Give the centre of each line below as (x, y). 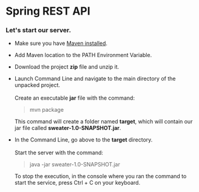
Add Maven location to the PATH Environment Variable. (83, 55)
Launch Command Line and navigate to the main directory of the (95, 79)
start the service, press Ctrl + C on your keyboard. (77, 183)
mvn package (47, 110)
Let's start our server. (38, 30)
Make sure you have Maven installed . (61, 43)
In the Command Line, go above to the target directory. (83, 140)
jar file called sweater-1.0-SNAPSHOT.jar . (68, 128)
